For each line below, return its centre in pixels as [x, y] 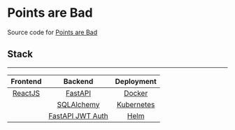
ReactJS [26, 93]
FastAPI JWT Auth [78, 115]
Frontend [26, 81]
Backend [78, 81]
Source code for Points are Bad [52, 32]
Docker [136, 93]
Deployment [136, 81]
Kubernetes [136, 104]
